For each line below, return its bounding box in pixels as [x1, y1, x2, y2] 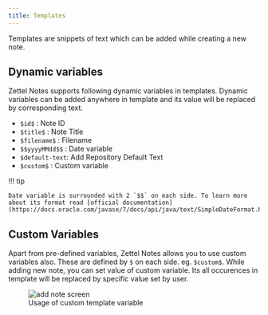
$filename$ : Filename [19, 136, 93, 145]
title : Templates [8, 11, 66, 20]
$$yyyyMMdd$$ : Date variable [19, 144, 113, 154]
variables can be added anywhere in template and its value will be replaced [8, 95, 256, 104]
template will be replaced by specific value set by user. [8, 274, 189, 284]
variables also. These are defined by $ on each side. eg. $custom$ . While [8, 257, 245, 267]
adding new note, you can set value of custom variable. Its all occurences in [8, 266, 258, 275]
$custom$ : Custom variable [19, 161, 109, 171]
